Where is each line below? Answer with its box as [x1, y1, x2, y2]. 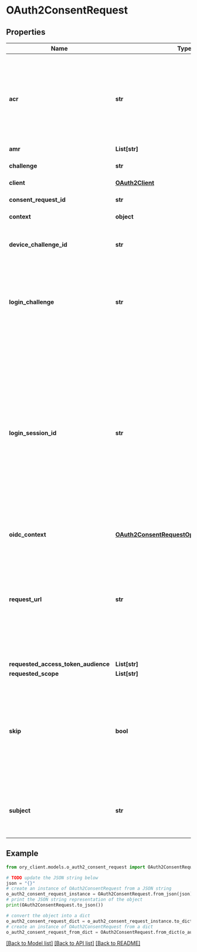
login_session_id [9, 429, 57, 437]
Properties [6, 27, 46, 37]
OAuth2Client [115, 179, 154, 187]
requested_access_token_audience [9, 660, 110, 668]
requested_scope [9, 669, 59, 678]
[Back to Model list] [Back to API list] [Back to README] [6, 940, 141, 947]
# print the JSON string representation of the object [6, 897, 143, 903]
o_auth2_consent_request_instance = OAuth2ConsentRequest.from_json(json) [6, 891, 193, 897]
